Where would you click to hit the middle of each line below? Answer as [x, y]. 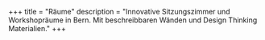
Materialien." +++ [37, 28]
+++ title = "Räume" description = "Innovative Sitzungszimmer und [120, 12]
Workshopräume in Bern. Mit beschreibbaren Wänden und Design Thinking [133, 20]
